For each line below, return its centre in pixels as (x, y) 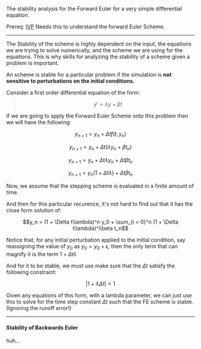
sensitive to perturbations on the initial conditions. (71, 81)
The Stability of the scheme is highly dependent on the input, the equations (99, 44)
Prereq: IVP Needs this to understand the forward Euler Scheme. (86, 27)
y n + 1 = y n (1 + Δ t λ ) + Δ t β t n (100, 174)
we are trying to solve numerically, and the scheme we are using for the (95, 50)
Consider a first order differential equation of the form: (73, 93)
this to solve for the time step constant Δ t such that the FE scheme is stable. (100, 302)
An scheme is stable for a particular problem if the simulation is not (89, 75)
